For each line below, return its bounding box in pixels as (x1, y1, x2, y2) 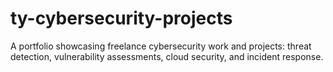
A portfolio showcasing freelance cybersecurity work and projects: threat (10, 40, 312, 52)
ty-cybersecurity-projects (10, 7, 233, 30)
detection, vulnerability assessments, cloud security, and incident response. (10, 50, 324, 62)
